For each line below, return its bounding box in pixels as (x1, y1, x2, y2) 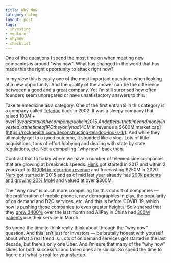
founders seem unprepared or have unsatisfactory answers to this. (5, 92, 145, 98)
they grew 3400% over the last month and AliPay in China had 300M (5, 209, 150, 215)
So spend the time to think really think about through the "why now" (5, 224, 148, 231)
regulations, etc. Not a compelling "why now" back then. (5, 146, 124, 152)
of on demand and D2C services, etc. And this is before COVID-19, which (5, 198, 159, 204)
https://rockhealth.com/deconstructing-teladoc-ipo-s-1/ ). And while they (7, 129, 160, 135)
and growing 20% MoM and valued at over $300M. (5, 177, 113, 184)
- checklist (5, 41, 31, 46)
